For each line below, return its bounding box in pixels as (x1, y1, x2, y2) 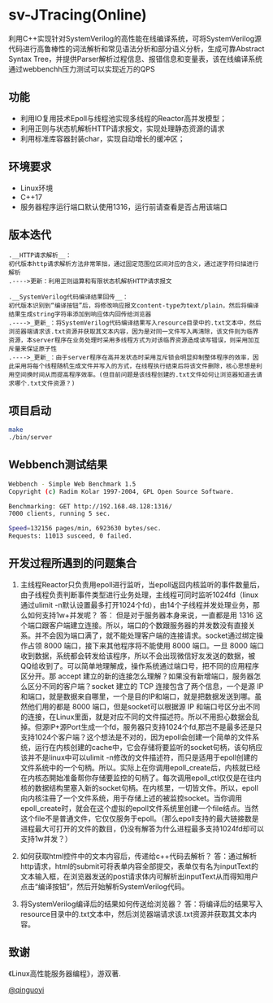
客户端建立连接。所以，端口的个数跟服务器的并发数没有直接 (48, 620, 249, 630)
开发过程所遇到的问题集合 (8, 556, 136, 570)
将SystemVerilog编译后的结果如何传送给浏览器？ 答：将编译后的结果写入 (19, 899, 263, 909)
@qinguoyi (8, 984, 45, 994)
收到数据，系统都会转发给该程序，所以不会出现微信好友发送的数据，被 (19, 651, 256, 661)
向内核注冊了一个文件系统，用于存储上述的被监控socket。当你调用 (19, 793, 242, 803)
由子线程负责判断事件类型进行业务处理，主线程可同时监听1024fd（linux (19, 590, 259, 600)
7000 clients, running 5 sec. (8, 510, 111, 518)
